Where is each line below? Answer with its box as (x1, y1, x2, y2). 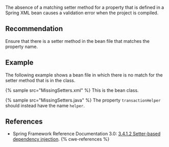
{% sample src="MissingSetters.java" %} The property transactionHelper (5, 97, 161, 103)
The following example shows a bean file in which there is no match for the (5, 71, 163, 78)
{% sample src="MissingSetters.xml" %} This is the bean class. (5, 87, 139, 93)
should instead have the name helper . (5, 102, 85, 109)
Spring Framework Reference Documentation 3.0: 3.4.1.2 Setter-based (12, 131, 161, 137)
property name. (5, 43, 38, 50)
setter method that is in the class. (5, 77, 76, 83)
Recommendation (5, 24, 63, 33)
